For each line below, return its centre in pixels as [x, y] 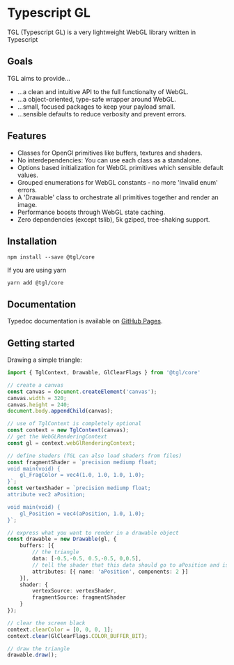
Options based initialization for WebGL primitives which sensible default [120, 167]
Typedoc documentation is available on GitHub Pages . [85, 321]
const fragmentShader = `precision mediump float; [82, 462]
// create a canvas [36, 385]
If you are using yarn [37, 270]
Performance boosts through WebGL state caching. [91, 212]
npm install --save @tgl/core [51, 257]
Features [27, 136]
